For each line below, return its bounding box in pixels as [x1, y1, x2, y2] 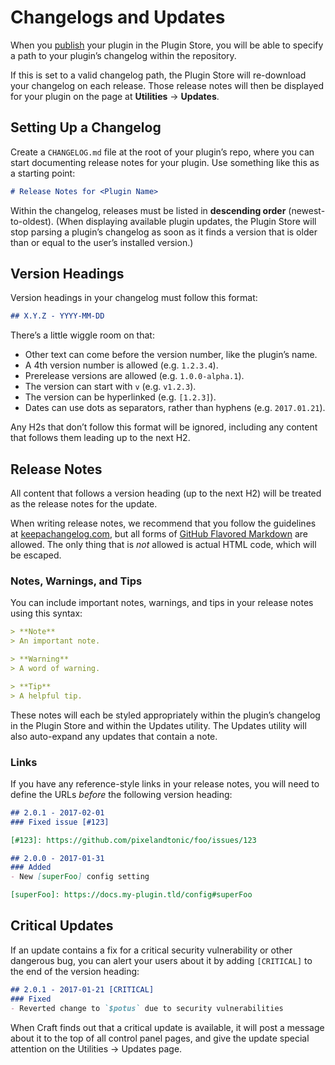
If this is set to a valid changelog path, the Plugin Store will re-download [10, 69, 307, 81]
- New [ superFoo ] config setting [10, 872, 150, 882]
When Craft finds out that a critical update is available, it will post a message [10, 1021, 325, 1033]
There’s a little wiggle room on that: [10, 329, 155, 341]
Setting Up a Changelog [10, 119, 162, 136]
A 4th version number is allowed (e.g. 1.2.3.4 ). [24, 359, 219, 371]
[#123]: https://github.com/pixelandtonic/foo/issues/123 [10, 835, 257, 845]
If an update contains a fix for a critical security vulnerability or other [10, 944, 293, 956]
